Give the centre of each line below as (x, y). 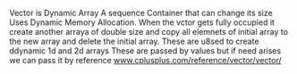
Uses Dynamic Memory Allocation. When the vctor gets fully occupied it (142, 22)
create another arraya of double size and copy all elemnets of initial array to (149, 32)
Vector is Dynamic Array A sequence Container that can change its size (141, 13)
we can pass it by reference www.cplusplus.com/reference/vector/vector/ (145, 60)
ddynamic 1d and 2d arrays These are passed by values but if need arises (145, 51)
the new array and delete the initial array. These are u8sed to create (134, 41)
